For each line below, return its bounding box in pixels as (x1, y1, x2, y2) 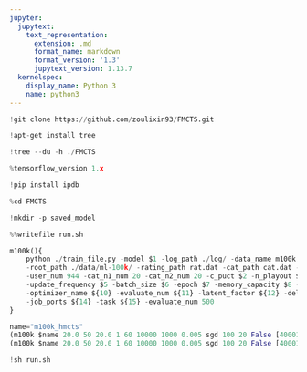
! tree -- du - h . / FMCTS (9, 148, 96, 157)
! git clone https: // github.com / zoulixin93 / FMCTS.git (9, 115, 215, 124)
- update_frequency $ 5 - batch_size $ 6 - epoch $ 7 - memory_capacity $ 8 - (26, 280, 301, 289)
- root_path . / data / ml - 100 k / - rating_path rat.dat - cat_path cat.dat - (26, 263, 301, 273)
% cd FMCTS (9, 197, 48, 206)
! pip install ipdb (9, 181, 79, 190)
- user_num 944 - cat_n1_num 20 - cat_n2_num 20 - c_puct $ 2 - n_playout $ (26, 272, 301, 281)
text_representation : (26, 30, 108, 39)
